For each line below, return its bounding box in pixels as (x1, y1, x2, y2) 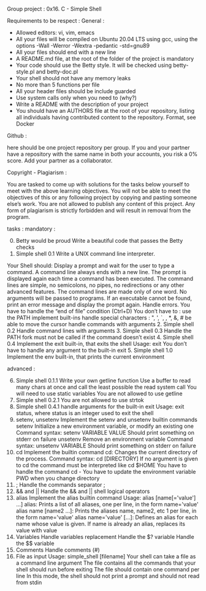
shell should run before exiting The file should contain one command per (15, 566, 200, 573)
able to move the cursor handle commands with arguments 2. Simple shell (7, 321, 194, 327)
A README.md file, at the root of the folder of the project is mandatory (15, 55, 194, 62)
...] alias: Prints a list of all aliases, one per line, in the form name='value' (15, 501, 199, 508)
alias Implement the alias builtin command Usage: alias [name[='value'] (15, 494, 196, 501)
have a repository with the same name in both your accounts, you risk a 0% (7, 150, 198, 158)
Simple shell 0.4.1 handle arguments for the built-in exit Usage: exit (15, 403, 185, 410)
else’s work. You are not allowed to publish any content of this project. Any (7, 200, 196, 207)
